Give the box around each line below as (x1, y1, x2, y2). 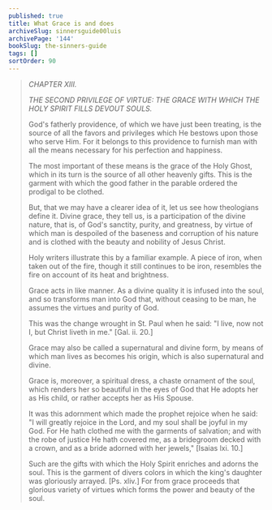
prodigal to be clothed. (28, 186, 105, 196)
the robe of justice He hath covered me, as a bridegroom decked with (28, 435, 261, 444)
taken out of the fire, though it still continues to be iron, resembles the (28, 261, 262, 271)
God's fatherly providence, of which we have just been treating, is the (28, 119, 262, 129)
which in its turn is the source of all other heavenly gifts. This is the (28, 169, 253, 179)
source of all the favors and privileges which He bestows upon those (28, 127, 258, 138)
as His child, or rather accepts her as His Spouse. (28, 392, 194, 402)
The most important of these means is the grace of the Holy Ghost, (28, 161, 253, 170)
